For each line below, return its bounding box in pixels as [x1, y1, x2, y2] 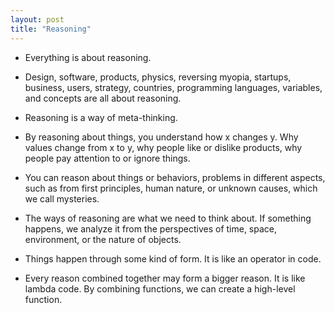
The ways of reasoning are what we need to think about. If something [24, 212, 312, 224]
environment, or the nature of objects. [24, 233, 182, 245]
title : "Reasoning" [10, 24, 92, 34]
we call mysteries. [24, 192, 100, 205]
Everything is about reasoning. [24, 51, 152, 63]
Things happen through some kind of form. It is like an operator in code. [24, 252, 322, 265]
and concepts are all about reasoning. [24, 92, 182, 104]
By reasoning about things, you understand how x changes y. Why [24, 131, 299, 143]
